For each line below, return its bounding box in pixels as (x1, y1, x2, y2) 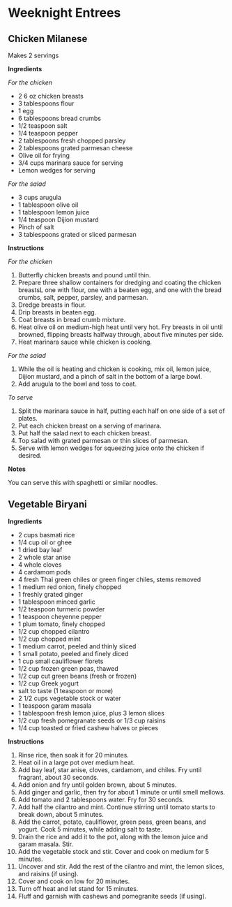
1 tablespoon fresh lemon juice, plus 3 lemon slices (17, 709, 164, 717)
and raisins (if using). (17, 869, 79, 878)
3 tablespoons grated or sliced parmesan (17, 231, 137, 238)
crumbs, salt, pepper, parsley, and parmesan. (17, 293, 148, 301)
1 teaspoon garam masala (17, 701, 92, 710)
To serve (8, 393, 33, 401)
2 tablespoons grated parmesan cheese (17, 144, 133, 152)
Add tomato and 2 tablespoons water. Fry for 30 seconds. (17, 795, 184, 804)
